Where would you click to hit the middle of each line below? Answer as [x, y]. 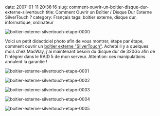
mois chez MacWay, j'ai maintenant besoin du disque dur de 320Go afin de [80, 51]
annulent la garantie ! [26, 62]
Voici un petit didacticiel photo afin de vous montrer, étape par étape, [74, 41]
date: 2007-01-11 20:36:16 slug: [36, 7]
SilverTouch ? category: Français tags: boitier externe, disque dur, [71, 17]
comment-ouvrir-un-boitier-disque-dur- [109, 7]
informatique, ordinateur [29, 22]
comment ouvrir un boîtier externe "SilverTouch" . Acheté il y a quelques [77, 46]
